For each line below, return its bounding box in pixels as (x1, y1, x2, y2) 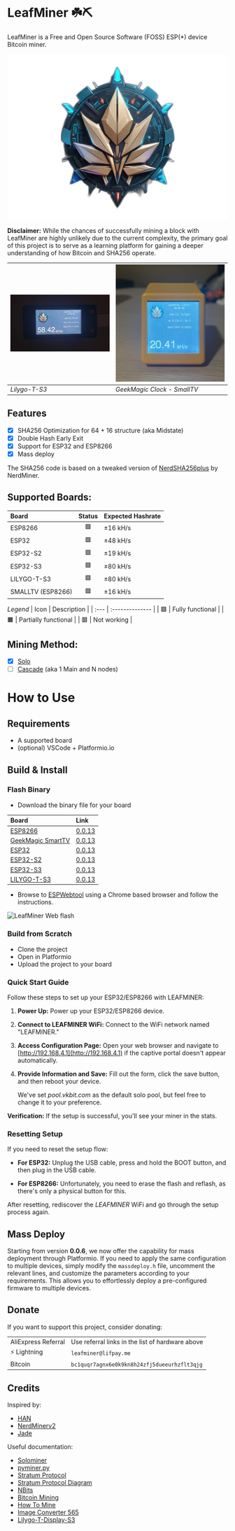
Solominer (17, 1456, 48, 1465)
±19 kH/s (104, 549, 131, 557)
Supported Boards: (7, 492, 92, 504)
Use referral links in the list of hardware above (71, 1337, 204, 1346)
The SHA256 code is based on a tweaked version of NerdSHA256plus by (7, 464, 218, 472)
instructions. (17, 898, 54, 906)
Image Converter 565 (17, 1508, 79, 1517)
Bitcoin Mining (17, 1493, 59, 1502)
